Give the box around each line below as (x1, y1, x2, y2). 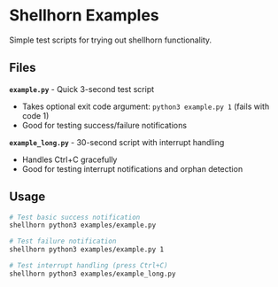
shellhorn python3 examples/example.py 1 (9, 245, 165, 254)
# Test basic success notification (9, 213, 141, 221)
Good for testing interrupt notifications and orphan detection (21, 163, 243, 174)
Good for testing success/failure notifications (21, 120, 188, 130)
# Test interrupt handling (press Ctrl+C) (9, 261, 168, 270)
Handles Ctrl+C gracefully (21, 154, 118, 165)
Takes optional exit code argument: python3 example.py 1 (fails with (21, 101, 270, 112)
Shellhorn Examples (9, 5, 159, 26)
